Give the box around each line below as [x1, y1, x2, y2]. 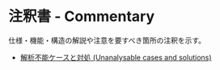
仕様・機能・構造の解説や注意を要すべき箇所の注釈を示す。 [8, 35, 206, 45]
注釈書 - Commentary [8, 7, 155, 26]
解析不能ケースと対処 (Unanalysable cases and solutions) [19, 52, 212, 62]
